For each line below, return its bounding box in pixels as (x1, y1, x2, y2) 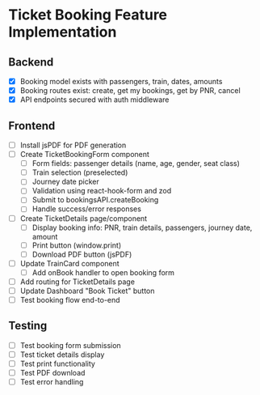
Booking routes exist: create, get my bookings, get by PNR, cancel (19, 86, 241, 96)
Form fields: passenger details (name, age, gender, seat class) (31, 159, 241, 168)
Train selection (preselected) (31, 168, 128, 177)
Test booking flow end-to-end (19, 295, 120, 304)
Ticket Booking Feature (8, 6, 168, 24)
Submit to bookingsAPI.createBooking (31, 195, 159, 205)
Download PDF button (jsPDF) (31, 249, 132, 259)
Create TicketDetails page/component (19, 213, 148, 223)
